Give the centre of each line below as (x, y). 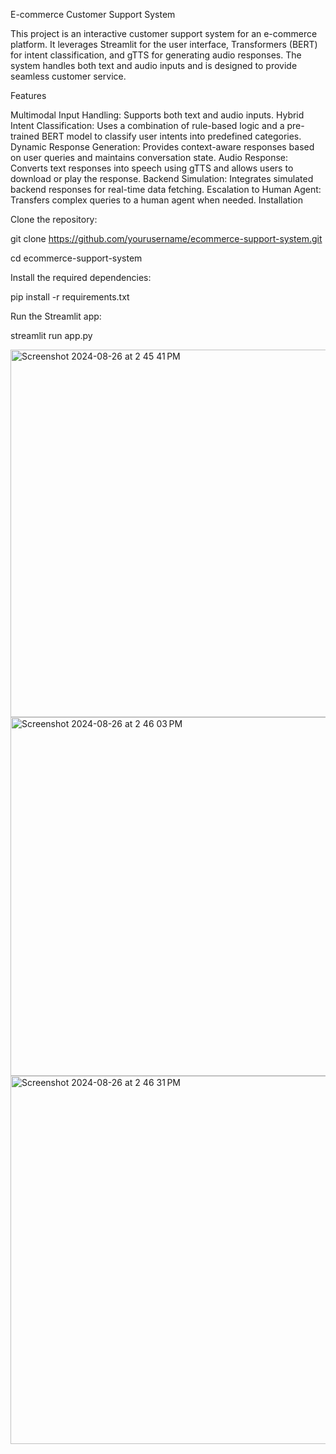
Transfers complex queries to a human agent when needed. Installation (156, 200)
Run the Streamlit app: (56, 316)
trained (25, 136)
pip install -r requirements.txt (70, 297)
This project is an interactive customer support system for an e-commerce (164, 33)
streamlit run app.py (51, 335)
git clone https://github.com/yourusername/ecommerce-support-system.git (166, 238)
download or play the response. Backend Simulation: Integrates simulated (162, 178)
